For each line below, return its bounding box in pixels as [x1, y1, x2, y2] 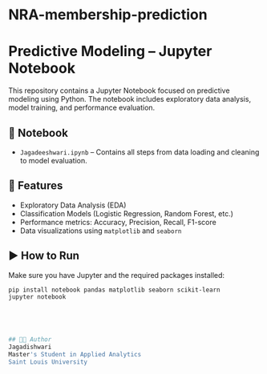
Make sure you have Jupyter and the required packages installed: [8, 270, 225, 279]
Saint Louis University [8, 358, 88, 366]
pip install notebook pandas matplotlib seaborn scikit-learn [8, 286, 220, 294]
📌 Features [8, 179, 63, 193]
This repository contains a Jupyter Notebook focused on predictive [8, 86, 230, 95]
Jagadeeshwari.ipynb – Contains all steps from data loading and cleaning [19, 147, 260, 157]
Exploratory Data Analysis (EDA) [19, 200, 127, 210]
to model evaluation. [19, 155, 88, 165]
